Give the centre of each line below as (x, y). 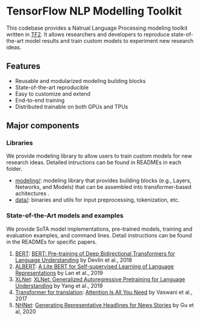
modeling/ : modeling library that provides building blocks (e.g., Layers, (103, 180)
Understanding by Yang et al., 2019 (59, 285)
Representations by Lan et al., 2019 (59, 273)
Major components (43, 126)
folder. (14, 169)
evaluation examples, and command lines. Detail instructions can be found (99, 235)
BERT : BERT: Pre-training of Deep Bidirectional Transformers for (95, 253)
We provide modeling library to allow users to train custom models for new (99, 156)
